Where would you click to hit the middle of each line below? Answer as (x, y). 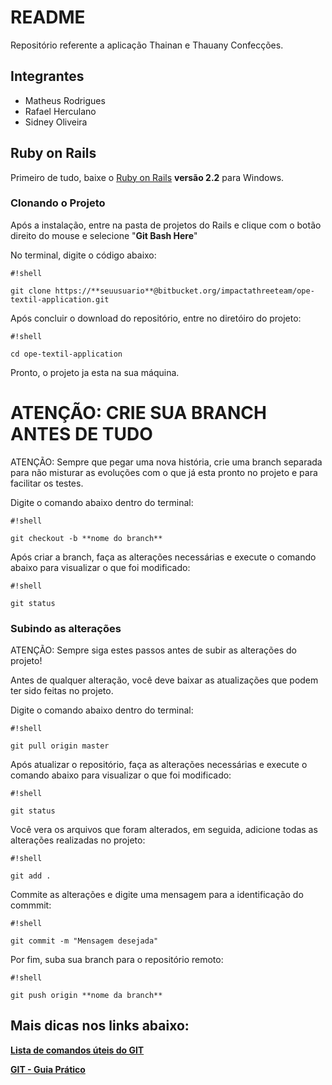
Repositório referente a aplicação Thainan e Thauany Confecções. (147, 45)
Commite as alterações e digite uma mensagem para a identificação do (157, 895)
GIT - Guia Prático (48, 1069)
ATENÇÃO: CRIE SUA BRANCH (138, 413)
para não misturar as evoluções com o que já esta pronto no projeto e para (164, 472)
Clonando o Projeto (58, 203)
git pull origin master (60, 746)
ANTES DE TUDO (81, 434)
